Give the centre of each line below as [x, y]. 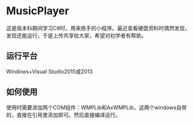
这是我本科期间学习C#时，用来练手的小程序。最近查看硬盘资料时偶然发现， [98, 28]
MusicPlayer [38, 11]
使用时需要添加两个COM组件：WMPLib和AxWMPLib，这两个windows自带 [96, 107]
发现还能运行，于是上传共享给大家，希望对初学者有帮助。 [76, 35]
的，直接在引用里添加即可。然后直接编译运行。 [63, 115]
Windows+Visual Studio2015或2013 [50, 71]
